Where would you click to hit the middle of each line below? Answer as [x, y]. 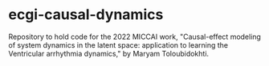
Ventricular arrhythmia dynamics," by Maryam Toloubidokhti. [109, 53]
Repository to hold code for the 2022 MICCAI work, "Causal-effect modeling [134, 37]
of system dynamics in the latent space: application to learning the [118, 45]
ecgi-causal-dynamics [86, 15]
